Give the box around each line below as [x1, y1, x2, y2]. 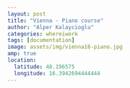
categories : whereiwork [7, 30, 79, 38]
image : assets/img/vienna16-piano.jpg [7, 43, 123, 50]
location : [7, 57, 37, 64]
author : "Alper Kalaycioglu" [7, 23, 94, 31]
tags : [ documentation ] [7, 37, 75, 44]
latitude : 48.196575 [14, 63, 75, 70]
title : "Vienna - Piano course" [7, 17, 104, 24]
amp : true [7, 50, 37, 57]
